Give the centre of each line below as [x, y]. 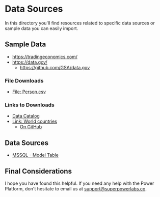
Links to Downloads [30, 105]
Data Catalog [26, 116]
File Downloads [24, 80]
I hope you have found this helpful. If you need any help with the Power [79, 183]
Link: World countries [34, 121]
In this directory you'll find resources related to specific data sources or [80, 23]
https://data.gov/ [30, 62]
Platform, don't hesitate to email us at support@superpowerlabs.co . [76, 188]
